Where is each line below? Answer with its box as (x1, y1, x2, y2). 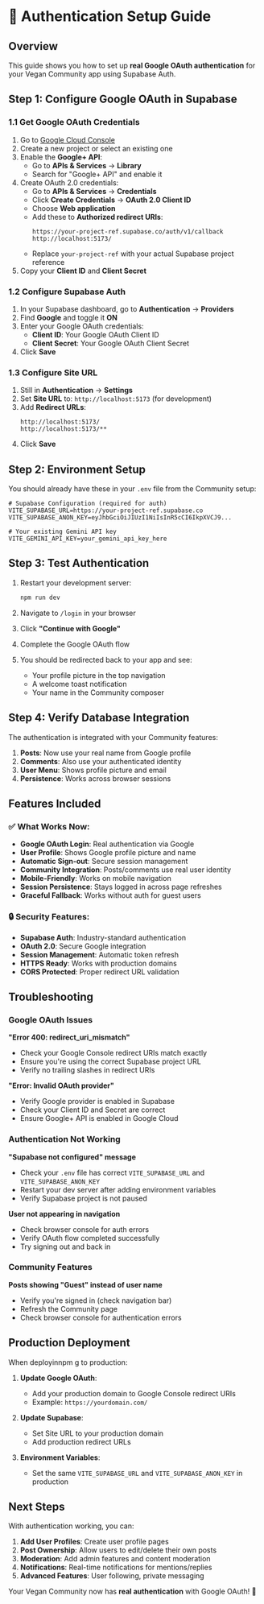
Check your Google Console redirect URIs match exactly (19, 1048, 208, 1058)
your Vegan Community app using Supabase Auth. (8, 69, 176, 79)
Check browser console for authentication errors (19, 1313, 183, 1322)
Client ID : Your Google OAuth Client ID (31, 329, 159, 339)
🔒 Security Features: (8, 912, 90, 923)
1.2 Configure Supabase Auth (8, 286, 126, 297)
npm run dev (19, 593, 60, 601)
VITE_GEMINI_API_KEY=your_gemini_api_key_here (8, 535, 167, 543)
